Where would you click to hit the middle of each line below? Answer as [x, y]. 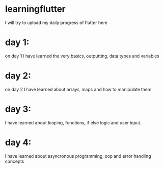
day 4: [18, 142]
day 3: [18, 109]
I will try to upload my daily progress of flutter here [56, 23]
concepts [15, 161]
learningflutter [35, 9]
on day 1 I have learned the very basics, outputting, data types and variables [82, 56]
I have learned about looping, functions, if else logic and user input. [73, 122]
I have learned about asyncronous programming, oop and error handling [78, 156]
